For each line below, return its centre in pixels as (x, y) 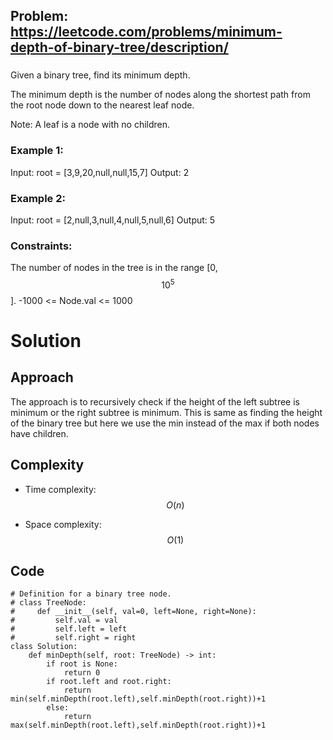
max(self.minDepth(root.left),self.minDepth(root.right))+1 (138, 725)
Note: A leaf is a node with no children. (90, 125)
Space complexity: (63, 524)
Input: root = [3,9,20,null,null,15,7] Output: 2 (100, 172)
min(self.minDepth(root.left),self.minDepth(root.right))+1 (138, 699)
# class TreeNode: (48, 603)
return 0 (82, 673)
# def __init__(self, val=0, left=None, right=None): (133, 612)
